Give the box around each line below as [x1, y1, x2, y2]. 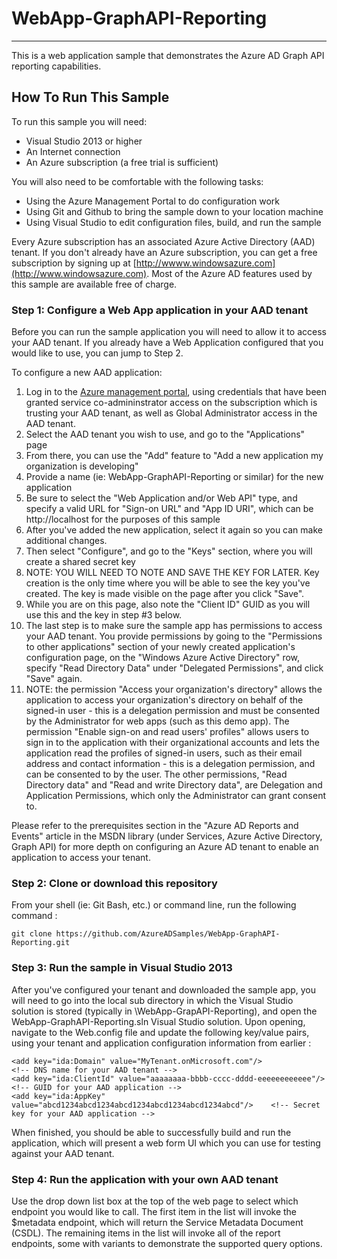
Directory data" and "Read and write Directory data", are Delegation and [25, 779, 323, 791]
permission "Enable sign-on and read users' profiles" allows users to [25, 726, 310, 738]
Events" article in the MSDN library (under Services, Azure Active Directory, [11, 830, 323, 842]
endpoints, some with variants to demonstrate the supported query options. [11, 1237, 323, 1249]
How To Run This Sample [11, 89, 170, 106]
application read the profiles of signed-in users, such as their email [25, 747, 303, 759]
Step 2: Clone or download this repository [11, 876, 218, 890]
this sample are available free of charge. [11, 278, 178, 290]
